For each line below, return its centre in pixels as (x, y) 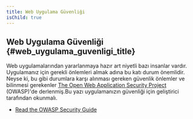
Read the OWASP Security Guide (56, 110)
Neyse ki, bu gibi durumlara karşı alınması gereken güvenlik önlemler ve (96, 79)
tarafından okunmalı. (32, 98)
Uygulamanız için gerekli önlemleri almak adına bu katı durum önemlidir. (96, 72)
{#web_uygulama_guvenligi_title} (71, 51)
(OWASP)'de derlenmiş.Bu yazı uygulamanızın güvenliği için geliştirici (93, 92)
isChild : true (24, 18)
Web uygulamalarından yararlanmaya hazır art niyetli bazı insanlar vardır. (97, 66)
